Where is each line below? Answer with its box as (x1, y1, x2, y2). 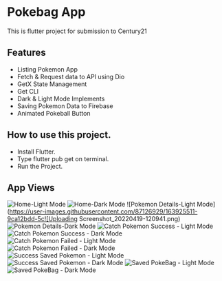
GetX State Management (16, 80, 87, 88)
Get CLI (16, 87, 39, 95)
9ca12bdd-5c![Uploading (7, 215, 78, 223)
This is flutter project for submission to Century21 (7, 27, 147, 35)
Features (7, 47, 46, 59)
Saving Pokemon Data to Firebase (16, 101, 113, 110)
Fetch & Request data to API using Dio (16, 72, 125, 81)
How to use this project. (7, 129, 111, 141)
